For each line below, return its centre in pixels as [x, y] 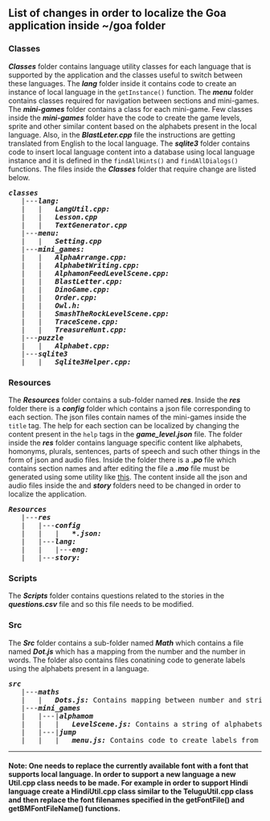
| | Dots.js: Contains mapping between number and [131, 700]
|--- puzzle [43, 338]
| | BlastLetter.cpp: [72, 281]
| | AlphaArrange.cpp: [74, 257]
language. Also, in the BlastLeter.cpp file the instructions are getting [122, 134]
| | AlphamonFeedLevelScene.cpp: [96, 273]
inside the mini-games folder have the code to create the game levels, [125, 118]
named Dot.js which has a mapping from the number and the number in [127, 651]
